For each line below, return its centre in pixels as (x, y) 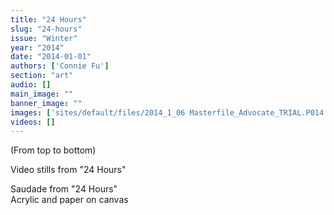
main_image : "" (42, 94)
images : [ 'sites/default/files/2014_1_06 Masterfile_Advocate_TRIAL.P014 (167, 112)
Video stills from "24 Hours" (68, 170)
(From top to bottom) (53, 150)
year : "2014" (37, 47)
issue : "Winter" (44, 38)
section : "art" (42, 76)
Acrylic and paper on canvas (69, 200)
